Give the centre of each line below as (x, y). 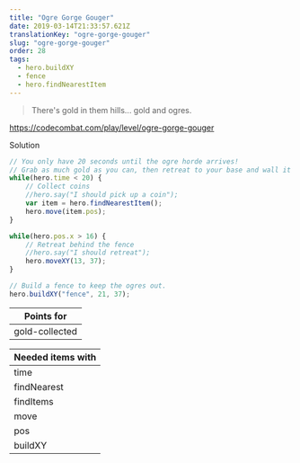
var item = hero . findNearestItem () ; (94, 203)
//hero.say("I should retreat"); (88, 253)
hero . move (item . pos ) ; (66, 211)
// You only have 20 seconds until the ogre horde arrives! (124, 161)
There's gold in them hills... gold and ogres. (111, 110)
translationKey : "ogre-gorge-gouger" (80, 34)
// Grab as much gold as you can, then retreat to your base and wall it (150, 170)
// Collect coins (58, 187)
